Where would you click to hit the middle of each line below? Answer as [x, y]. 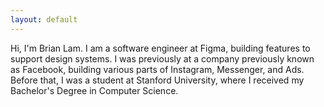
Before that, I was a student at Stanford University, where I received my [157, 80]
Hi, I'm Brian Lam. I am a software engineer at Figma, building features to [160, 48]
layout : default [44, 19]
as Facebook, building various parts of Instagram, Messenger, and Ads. [157, 69]
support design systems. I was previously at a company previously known [162, 58]
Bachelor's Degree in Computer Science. [94, 90]
